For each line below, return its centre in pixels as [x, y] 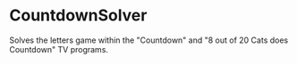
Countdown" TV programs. [59, 49]
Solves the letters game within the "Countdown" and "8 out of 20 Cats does [149, 40]
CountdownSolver [78, 16]
